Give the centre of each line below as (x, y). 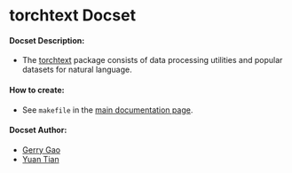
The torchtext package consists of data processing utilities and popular (152, 60)
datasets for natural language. (77, 70)
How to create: (37, 90)
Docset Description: (47, 40)
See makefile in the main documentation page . (107, 110)
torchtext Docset (72, 16)
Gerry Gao (41, 149)
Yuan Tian (40, 159)
